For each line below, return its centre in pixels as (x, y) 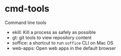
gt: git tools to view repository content (52, 37)
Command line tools (26, 22)
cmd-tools (27, 9)
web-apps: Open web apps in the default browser (64, 48)
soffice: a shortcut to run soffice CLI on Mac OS (63, 42)
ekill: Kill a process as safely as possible (54, 32)
